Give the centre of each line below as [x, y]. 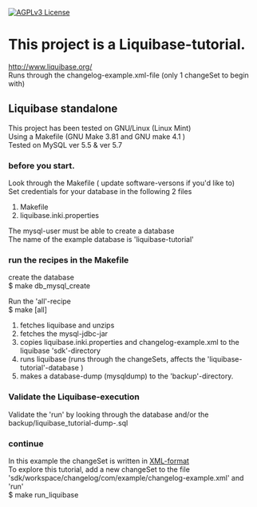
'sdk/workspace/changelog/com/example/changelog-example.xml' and [126, 477]
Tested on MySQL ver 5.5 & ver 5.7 [65, 145]
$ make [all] [28, 310]
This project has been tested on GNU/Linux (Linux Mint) [100, 128]
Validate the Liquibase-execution [74, 397]
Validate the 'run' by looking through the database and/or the [109, 414]
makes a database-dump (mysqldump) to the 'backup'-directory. [127, 376]
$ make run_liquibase [43, 494]
